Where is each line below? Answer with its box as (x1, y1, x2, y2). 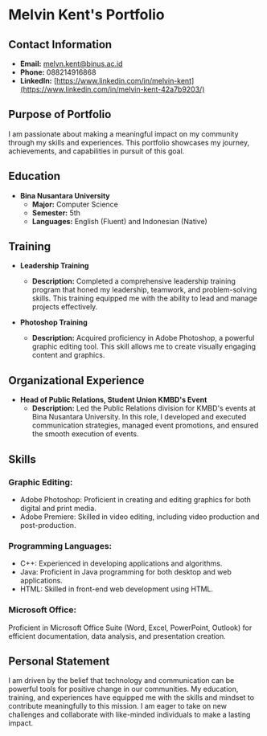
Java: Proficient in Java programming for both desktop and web (19, 567, 232, 577)
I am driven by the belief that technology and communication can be (8, 676, 235, 685)
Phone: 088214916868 (19, 67, 97, 77)
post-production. (19, 520, 76, 530)
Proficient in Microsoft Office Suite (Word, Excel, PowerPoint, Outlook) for (8, 623, 253, 632)
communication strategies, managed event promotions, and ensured (31, 420, 259, 431)
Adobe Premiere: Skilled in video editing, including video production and (19, 512, 260, 521)
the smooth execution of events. (31, 429, 139, 439)
